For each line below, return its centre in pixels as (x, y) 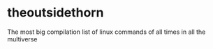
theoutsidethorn (56, 13)
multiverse (22, 39)
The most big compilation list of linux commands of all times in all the (106, 32)
